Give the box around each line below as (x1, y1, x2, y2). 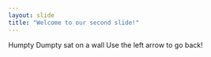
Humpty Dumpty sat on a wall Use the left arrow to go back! (8, 40, 203, 49)
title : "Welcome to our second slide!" (8, 19, 140, 27)
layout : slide (8, 11, 55, 20)
